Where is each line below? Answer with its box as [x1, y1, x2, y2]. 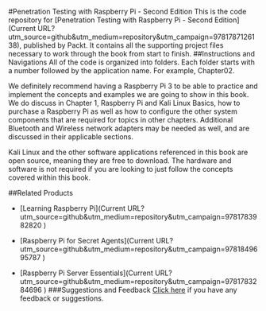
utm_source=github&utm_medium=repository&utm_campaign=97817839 [19, 212, 257, 221]
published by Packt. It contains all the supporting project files [23, 41, 224, 50]
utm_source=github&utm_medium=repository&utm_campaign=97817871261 [8, 32, 256, 41]
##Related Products [8, 189, 74, 197]
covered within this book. [8, 173, 91, 182]
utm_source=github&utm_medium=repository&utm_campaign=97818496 [19, 244, 258, 254]
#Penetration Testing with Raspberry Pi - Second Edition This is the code [8, 7, 247, 16]
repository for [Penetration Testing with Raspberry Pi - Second [8, 15, 213, 25]
